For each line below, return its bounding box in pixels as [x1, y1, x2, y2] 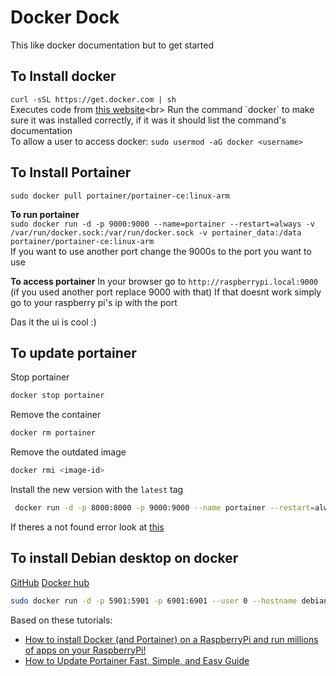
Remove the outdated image [10, 446, 127, 458]
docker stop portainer [10, 391, 105, 401]
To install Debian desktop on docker [10, 550, 239, 567]
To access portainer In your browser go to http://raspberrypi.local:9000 [10, 275, 319, 287]
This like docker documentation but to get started [10, 39, 214, 51]
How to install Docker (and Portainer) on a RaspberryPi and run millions [24, 633, 319, 645]
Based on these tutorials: [10, 614, 113, 626]
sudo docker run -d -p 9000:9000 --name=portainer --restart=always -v [10, 219, 315, 229]
